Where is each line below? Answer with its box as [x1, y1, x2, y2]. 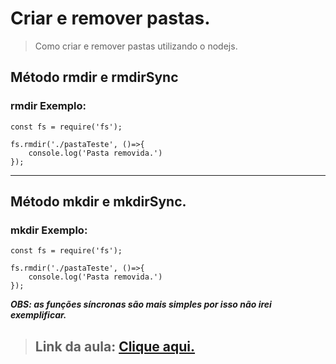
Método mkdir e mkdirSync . [10, 193, 187, 211]
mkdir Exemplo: [10, 223, 88, 237]
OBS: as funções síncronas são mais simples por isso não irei [10, 298, 272, 311]
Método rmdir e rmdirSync [10, 69, 179, 86]
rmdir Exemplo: [10, 99, 87, 113]
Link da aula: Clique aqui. [34, 338, 196, 355]
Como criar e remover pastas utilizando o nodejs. [34, 40, 238, 52]
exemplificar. [10, 309, 67, 321]
